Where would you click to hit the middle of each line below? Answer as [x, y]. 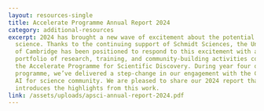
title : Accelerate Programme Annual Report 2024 [89, 23]
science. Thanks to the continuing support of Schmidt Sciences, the [131, 45]
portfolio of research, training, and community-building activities [131, 59]
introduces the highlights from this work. [87, 88]
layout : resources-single [50, 15]
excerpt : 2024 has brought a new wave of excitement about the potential [132, 37]
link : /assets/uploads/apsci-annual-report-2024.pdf [96, 95]
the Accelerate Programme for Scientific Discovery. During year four [133, 66]
